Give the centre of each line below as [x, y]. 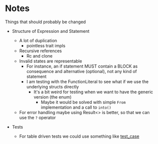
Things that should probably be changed [45, 22]
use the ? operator [37, 117]
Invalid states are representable [50, 61]
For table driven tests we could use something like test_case [79, 136]
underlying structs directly [53, 86]
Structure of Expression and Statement [51, 31]
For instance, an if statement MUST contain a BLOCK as [82, 66]
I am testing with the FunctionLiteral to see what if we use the [87, 81]
